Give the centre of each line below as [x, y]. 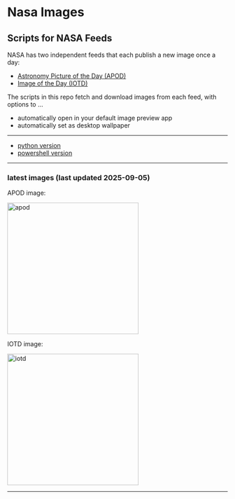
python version [39, 145]
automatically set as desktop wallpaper [74, 125]
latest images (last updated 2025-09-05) [79, 177]
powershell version [45, 153]
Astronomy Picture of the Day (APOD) [72, 76]
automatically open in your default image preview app [95, 118]
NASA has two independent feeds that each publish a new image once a [112, 55]
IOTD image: [25, 344]
